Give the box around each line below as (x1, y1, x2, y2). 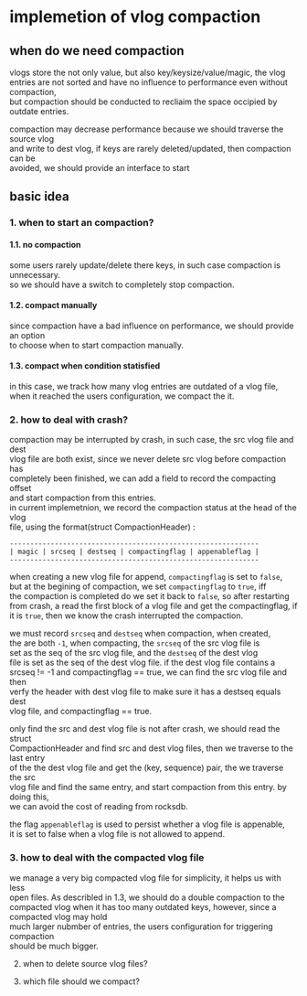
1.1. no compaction (9, 239, 81, 250)
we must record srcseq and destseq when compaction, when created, (9, 628, 271, 639)
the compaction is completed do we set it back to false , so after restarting (9, 591, 290, 602)
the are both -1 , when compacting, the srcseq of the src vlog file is (9, 637, 260, 648)
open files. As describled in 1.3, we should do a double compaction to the (9, 892, 285, 903)
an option (9, 329, 46, 340)
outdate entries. (9, 106, 69, 116)
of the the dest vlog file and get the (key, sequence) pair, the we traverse (9, 762, 284, 774)
